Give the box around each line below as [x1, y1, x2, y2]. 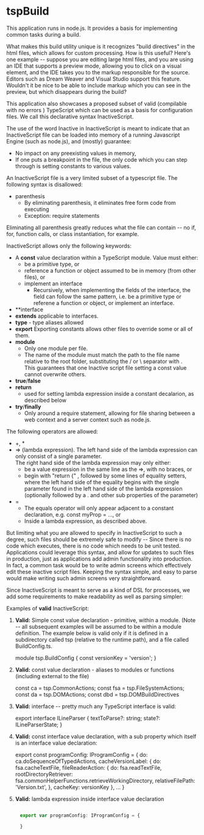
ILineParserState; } [15, 721, 63, 728]
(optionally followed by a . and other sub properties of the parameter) [24, 491, 199, 498]
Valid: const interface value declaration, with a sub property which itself [15, 733, 197, 740]
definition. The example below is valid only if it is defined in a [15, 629, 169, 637]
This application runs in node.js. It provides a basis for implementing [6, 24, 178, 32]
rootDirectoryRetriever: [15, 770, 73, 778]
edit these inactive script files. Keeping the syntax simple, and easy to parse [6, 568, 197, 575]
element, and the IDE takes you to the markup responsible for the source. [6, 68, 190, 76]
